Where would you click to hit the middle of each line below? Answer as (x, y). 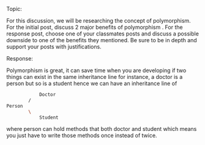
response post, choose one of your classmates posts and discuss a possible (102, 34)
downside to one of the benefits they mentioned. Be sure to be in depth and (102, 40)
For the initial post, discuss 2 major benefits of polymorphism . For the (95, 27)
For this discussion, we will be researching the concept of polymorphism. (99, 20)
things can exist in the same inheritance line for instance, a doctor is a (95, 77)
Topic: (14, 9)
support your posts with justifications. (54, 46)
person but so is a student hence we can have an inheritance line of (92, 83)
